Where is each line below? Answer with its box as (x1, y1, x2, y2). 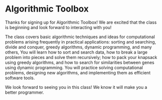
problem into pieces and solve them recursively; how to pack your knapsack (5, 54, 158, 60)
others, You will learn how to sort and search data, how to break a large (5, 49, 148, 55)
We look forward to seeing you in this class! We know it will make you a (5, 84, 147, 90)
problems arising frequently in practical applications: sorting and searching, (5, 39, 156, 44)
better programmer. (5, 89, 44, 95)
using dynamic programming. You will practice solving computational (5, 64, 143, 71)
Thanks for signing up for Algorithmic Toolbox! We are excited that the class (5, 19, 157, 25)
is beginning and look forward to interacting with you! (5, 24, 112, 30)
